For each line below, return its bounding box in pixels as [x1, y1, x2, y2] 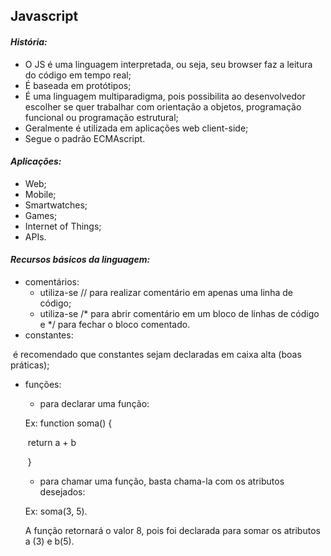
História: [10, 35, 48, 48]
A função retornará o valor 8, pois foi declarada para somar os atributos [24, 525, 321, 536]
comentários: [24, 276, 80, 288]
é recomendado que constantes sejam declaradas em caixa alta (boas [12, 349, 302, 360]
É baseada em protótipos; [24, 79, 132, 91]
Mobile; [24, 188, 57, 200]
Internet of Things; [24, 220, 102, 232]
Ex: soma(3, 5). [24, 505, 88, 517]
